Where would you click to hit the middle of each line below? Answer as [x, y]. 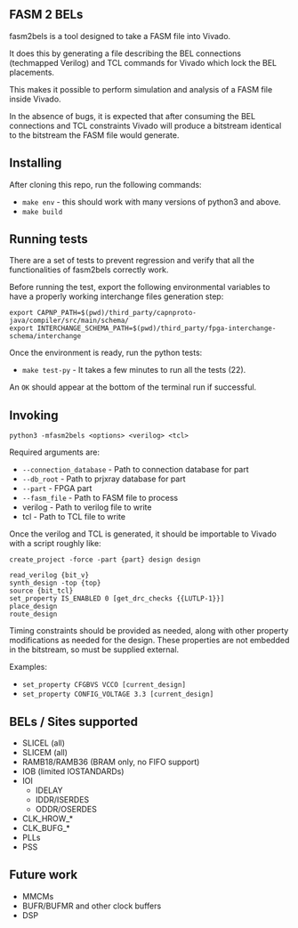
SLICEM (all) [45, 753]
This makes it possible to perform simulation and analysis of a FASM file [141, 89]
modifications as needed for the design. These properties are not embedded [149, 641]
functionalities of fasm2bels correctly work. [89, 270]
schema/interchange [45, 336]
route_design [33, 614]
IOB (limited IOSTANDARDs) [73, 771]
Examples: [28, 667]
